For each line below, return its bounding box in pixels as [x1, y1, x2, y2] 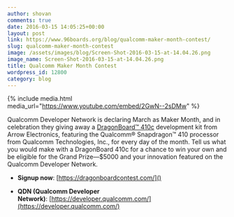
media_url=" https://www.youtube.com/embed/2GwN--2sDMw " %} [7, 102, 200, 111]
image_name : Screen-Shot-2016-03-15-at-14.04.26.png [7, 56, 164, 63]
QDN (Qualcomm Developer [17, 187, 100, 196]
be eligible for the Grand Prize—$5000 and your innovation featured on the [7, 153, 224, 161]
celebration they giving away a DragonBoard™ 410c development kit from [7, 123, 218, 132]
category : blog [7, 75, 52, 83]
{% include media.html [7, 94, 73, 103]
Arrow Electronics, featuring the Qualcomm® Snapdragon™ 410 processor [7, 130, 219, 139]
